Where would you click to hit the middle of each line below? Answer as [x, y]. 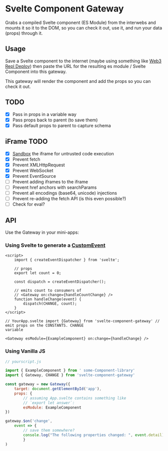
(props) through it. [24, 33]
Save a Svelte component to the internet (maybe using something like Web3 [83, 61]
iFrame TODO [26, 142]
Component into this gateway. [36, 71]
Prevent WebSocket [33, 170]
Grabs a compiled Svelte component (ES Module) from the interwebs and [80, 22]
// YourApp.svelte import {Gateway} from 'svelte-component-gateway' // [82, 321]
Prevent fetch [26, 159]
